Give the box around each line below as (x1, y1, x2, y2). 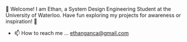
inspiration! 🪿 (5, 18, 38, 24)
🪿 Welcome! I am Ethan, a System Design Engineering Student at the (5, 6, 171, 12)
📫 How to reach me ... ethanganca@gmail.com (14, 30, 129, 36)
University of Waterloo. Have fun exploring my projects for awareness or (5, 12, 181, 19)
